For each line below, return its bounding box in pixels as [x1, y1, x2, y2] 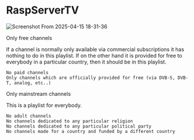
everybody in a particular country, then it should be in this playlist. [6, 58, 167, 65]
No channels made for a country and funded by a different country [6, 128, 176, 134]
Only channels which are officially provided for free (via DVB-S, [6, 75, 176, 81]
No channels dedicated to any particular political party [6, 123, 152, 129]
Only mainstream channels [6, 90, 71, 97]
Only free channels [6, 34, 52, 41]
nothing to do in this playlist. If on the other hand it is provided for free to [6, 52, 183, 59]
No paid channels [6, 69, 49, 75]
